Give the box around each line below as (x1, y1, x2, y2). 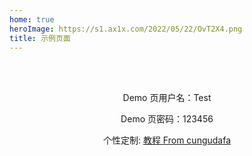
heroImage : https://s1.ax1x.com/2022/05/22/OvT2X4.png (9, 24, 243, 34)
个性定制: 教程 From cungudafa (102, 134, 232, 146)
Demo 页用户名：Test (122, 92, 212, 104)
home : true (9, 14, 55, 25)
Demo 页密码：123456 (120, 113, 214, 125)
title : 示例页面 (9, 33, 71, 43)
